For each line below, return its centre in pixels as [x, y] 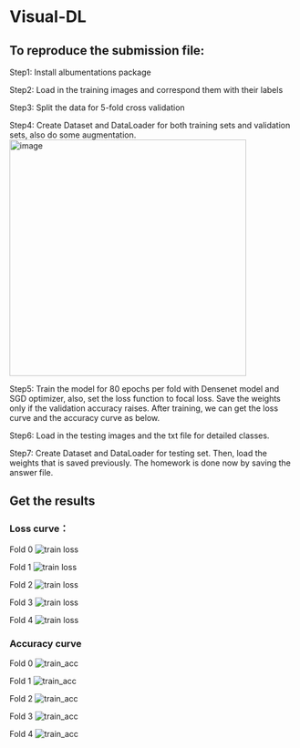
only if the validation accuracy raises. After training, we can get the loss [144, 408]
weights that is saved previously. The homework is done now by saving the [150, 463]
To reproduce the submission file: [107, 51]
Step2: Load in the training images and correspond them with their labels [146, 90]
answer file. [31, 472]
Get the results [52, 502]
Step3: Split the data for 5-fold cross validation [97, 108]
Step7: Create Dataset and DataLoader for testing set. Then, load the [138, 453]
